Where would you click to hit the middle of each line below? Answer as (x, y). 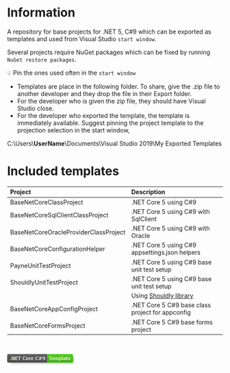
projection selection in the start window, (73, 130)
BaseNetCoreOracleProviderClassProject (68, 232)
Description (148, 192)
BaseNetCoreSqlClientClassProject (59, 215)
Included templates (63, 171)
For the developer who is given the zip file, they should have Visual (111, 101)
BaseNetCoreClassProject (47, 202)
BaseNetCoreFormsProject (48, 326)
